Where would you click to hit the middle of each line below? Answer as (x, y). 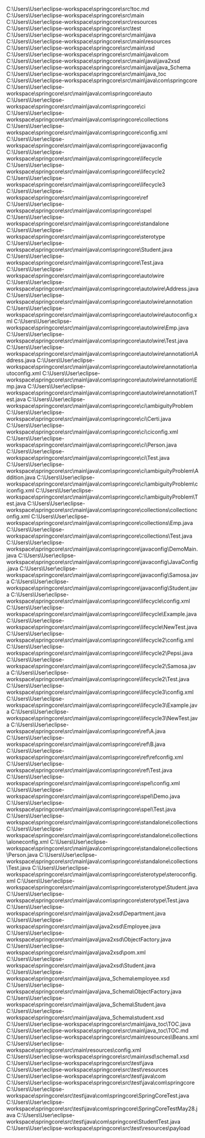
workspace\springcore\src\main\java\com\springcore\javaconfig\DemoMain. (102, 549)
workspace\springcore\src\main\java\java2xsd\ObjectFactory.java (89, 939)
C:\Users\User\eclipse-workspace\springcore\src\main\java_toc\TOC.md (98, 1031)
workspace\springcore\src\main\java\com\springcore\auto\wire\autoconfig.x (102, 315)
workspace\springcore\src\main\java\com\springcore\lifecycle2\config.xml (100, 640)
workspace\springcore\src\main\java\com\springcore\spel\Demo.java (93, 796)
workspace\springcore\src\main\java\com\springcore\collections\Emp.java (100, 523)
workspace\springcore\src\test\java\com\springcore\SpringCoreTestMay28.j (102, 1109)
